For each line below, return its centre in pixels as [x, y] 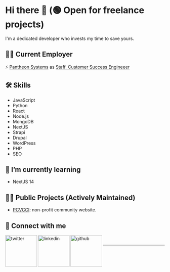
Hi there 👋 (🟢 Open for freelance [75, 10]
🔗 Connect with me [36, 226]
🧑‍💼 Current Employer [39, 54]
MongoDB [23, 121]
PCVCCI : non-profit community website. [54, 210]
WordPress [24, 143]
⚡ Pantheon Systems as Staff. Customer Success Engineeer [68, 67]
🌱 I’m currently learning [43, 170]
